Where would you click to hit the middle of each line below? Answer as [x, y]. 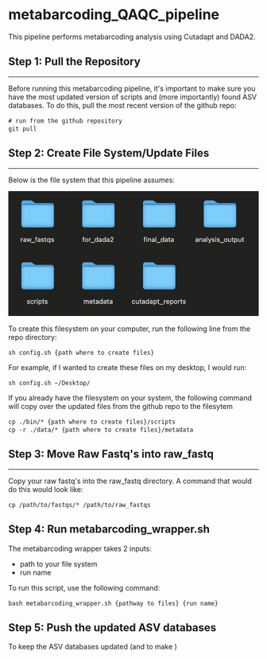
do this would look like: [46, 489]
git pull [23, 129]
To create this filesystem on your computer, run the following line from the [130, 329]
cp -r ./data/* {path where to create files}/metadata [101, 430]
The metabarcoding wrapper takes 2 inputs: [80, 548]
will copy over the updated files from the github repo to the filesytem [120, 406]
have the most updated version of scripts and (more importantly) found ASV [132, 96]
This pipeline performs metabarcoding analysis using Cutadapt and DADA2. [132, 37]
